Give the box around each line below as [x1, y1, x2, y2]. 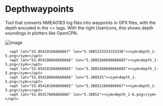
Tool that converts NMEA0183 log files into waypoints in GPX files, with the [5, 20, 156, 26]
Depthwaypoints [5, 3, 74, 15]
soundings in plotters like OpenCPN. [5, 30, 78, 36]
